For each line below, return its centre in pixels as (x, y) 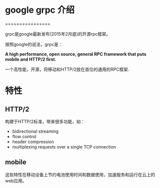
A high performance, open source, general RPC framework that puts (76, 54)
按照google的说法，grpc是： (34, 44)
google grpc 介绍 (40, 10)
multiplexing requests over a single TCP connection (64, 146)
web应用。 (16, 181)
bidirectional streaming (35, 131)
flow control (24, 136)
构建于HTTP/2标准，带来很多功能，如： (45, 121)
